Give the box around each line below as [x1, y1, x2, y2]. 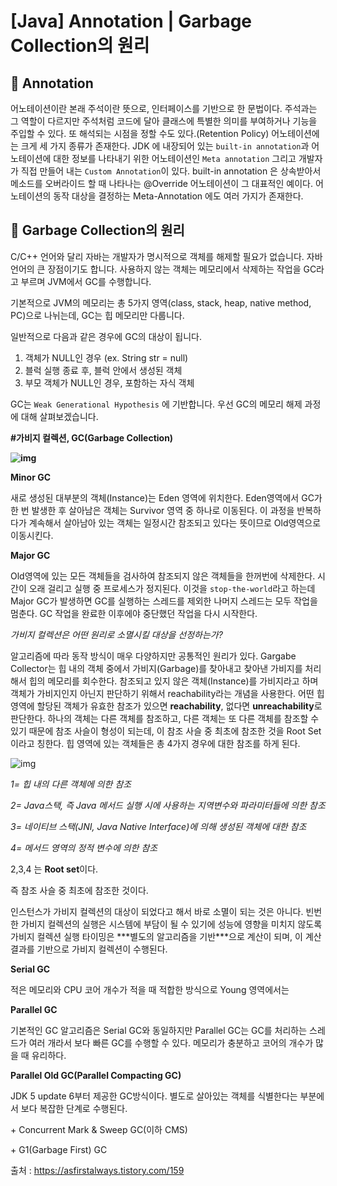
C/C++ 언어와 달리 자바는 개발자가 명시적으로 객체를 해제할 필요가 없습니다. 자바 [10, 250, 323, 262]
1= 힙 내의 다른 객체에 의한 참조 [10, 778, 132, 790]
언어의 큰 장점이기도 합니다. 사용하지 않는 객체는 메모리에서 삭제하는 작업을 [10, 263, 302, 275]
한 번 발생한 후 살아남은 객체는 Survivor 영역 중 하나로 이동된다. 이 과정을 [10, 504, 295, 516]
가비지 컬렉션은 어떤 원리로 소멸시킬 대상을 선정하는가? [10, 628, 223, 640]
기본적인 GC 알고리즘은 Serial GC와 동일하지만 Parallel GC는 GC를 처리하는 [10, 1024, 308, 1036]
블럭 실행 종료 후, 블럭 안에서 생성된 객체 [24, 364, 183, 376]
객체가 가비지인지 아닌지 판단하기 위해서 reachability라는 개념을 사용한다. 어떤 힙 [10, 687, 325, 699]
